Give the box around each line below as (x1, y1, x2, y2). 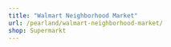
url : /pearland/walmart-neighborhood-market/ (8, 19, 163, 27)
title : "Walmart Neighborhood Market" (8, 11, 138, 20)
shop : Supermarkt (8, 26, 67, 34)
